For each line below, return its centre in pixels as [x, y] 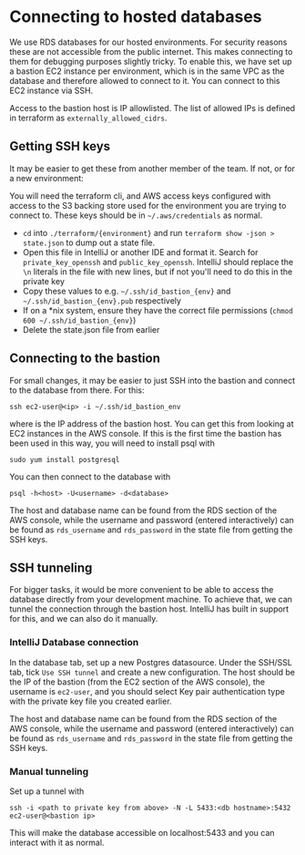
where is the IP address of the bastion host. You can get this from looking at [152, 423]
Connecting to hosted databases [136, 17]
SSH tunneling [51, 567]
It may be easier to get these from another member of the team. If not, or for [152, 168]
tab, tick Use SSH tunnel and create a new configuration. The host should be [152, 672]
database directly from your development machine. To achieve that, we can [151, 600]
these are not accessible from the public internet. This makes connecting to [151, 51]
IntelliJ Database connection [74, 643]
